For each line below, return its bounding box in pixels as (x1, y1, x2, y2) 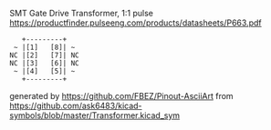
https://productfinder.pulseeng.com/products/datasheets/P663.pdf (9, 17, 262, 28)
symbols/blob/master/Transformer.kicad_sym (9, 110, 181, 121)
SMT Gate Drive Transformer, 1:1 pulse (9, 8, 153, 18)
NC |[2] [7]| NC (9, 51, 79, 60)
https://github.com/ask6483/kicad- (9, 100, 143, 111)
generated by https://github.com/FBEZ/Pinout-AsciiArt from (9, 91, 235, 101)
